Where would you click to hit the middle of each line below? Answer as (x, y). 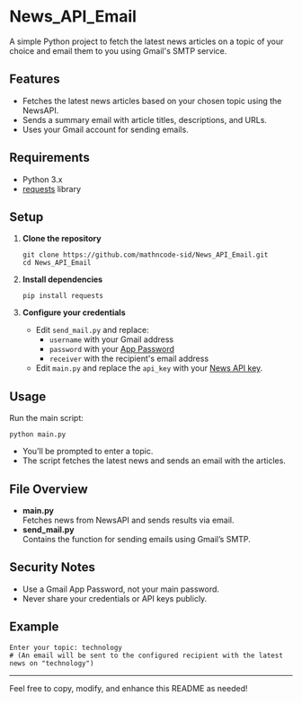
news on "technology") (52, 663)
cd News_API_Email (57, 263)
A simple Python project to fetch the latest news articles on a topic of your (147, 41)
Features (35, 79)
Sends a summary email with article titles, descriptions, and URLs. (145, 119)
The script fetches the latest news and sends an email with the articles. (154, 461)
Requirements (49, 158)
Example (34, 627)
